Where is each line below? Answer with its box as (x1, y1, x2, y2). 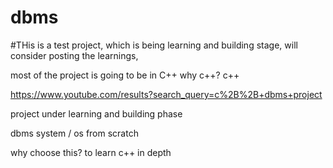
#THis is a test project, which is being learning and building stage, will (10, 39, 298, 51)
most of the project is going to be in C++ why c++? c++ (10, 69, 240, 81)
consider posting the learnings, (10, 49, 139, 61)
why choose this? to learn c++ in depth (10, 146, 172, 158)
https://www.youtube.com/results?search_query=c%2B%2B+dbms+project (10, 88, 323, 100)
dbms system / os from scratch (10, 127, 139, 139)
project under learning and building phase (10, 107, 183, 120)
